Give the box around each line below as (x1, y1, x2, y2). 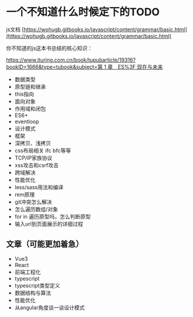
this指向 (14, 90, 34, 97)
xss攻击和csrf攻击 (14, 161, 59, 168)
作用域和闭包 (14, 105, 46, 112)
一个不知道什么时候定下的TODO (6, 5, 160, 19)
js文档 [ (6, 26, 24, 33)
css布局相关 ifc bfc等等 (14, 147, 71, 154)
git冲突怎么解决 (14, 198, 52, 205)
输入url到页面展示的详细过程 (14, 220, 84, 227)
